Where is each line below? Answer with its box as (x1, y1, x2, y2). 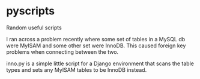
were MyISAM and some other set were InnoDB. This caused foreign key (6, 42, 186, 49)
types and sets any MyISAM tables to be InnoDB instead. (6, 66, 147, 73)
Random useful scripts (6, 24, 62, 31)
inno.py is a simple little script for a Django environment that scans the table (6, 60, 194, 67)
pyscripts (6, 4, 55, 18)
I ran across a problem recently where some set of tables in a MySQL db (6, 35, 186, 42)
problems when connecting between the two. (6, 48, 119, 55)
